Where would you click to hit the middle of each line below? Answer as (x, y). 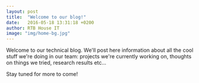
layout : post (22, 11)
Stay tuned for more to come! (42, 74)
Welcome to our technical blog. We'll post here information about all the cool (100, 50)
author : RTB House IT (33, 28)
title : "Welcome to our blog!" (46, 17)
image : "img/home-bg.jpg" (38, 34)
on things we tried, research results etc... (56, 63)
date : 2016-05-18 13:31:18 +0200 (50, 22)
